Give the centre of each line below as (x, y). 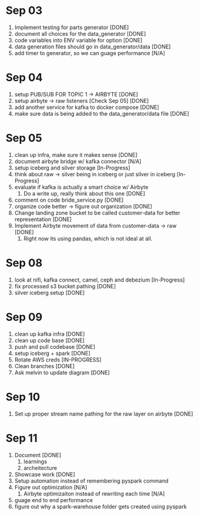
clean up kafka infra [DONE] (50, 334)
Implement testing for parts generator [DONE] (72, 27)
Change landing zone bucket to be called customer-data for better (97, 213)
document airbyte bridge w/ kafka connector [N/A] (78, 161)
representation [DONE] (43, 219)
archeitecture (40, 468)
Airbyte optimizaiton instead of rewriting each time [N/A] (94, 494)
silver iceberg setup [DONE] (49, 293)
